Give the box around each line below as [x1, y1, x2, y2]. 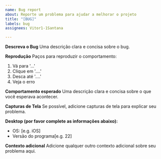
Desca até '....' [12, 74, 42, 79]
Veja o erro [12, 79, 35, 85]
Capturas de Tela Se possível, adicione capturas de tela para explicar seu [5, 103, 157, 109]
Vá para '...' [12, 63, 36, 69]
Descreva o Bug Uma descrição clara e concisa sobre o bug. [5, 44, 130, 50]
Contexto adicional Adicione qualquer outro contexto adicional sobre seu [5, 143, 156, 149]
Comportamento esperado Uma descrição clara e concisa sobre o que [5, 88, 152, 94]
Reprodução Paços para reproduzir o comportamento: [5, 53, 117, 60]
